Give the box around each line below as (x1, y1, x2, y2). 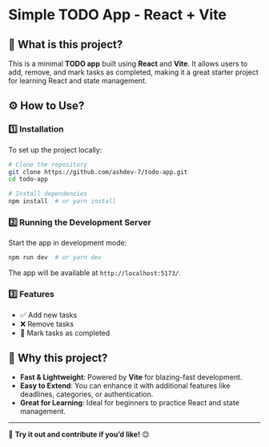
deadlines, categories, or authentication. (19, 389, 154, 399)
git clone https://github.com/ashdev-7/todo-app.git (8, 168, 188, 176)
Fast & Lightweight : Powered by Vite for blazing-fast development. (19, 372, 243, 382)
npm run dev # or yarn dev (8, 254, 102, 262)
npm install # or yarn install (8, 197, 116, 205)
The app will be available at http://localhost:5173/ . (8, 268, 182, 278)
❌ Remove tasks (19, 319, 74, 328)
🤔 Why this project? (8, 351, 108, 364)
